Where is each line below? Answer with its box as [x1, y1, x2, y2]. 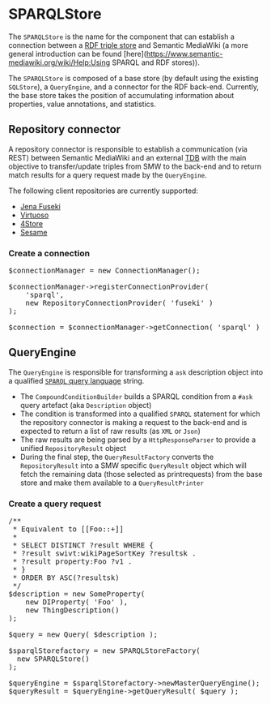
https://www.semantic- [146, 49, 223, 58]
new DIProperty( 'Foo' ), [25, 598, 129, 607]
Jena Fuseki [19, 201, 61, 211]
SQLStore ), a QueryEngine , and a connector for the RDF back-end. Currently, [8, 82, 259, 92]
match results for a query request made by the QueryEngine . [8, 170, 208, 179]
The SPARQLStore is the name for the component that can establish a [8, 32, 235, 41]
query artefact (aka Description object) [19, 400, 152, 410]
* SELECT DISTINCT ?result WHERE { [12, 541, 154, 550]
